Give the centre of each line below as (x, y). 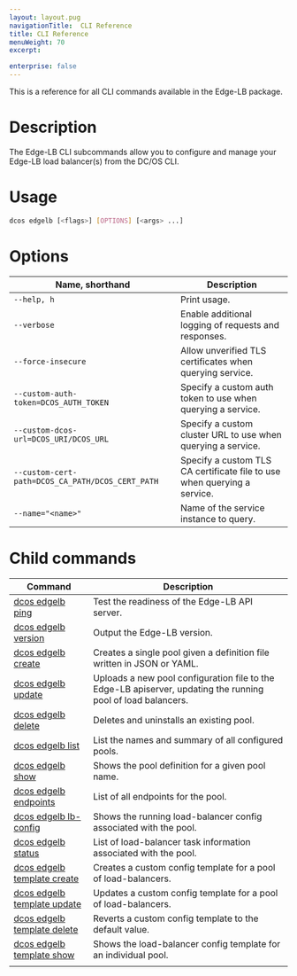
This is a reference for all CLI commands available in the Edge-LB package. (146, 91)
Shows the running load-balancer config (177, 816)
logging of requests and (230, 324)
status (27, 853)
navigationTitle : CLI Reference (71, 26)
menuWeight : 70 (37, 42)
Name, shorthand (93, 285)
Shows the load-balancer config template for (187, 943)
